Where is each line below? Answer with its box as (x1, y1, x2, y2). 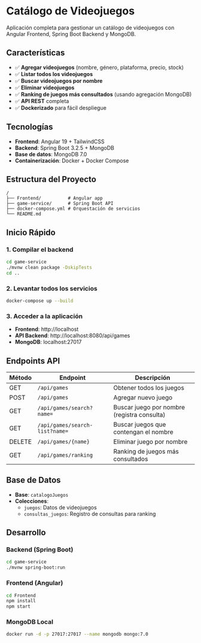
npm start (6, 603, 31, 609)
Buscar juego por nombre (113, 403, 185, 411)
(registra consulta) (113, 410, 166, 419)
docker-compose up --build (6, 298, 74, 304)
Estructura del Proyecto (6, 174, 97, 184)
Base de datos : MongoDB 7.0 (14, 150, 87, 158)
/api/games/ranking (37, 451, 93, 458)
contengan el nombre (113, 427, 173, 436)
